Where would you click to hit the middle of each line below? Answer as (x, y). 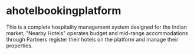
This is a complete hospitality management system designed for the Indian (97, 27)
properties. (19, 46)
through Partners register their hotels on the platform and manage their (92, 39)
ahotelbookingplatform (64, 11)
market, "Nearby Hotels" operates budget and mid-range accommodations (97, 33)
